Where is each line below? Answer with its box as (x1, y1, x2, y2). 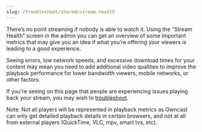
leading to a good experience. (6, 45, 81, 52)
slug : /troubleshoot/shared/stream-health (6, 8, 115, 15)
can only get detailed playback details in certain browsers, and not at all (6, 112, 186, 119)
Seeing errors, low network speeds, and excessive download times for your (6, 56, 195, 64)
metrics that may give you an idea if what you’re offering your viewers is (6, 38, 187, 45)
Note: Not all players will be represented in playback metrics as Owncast (6, 105, 188, 113)
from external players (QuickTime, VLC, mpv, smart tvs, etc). (6, 119, 158, 126)
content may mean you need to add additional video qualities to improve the (6, 63, 196, 70)
